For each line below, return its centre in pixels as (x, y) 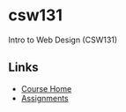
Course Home (46, 88)
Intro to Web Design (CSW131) (63, 40)
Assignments (45, 98)
